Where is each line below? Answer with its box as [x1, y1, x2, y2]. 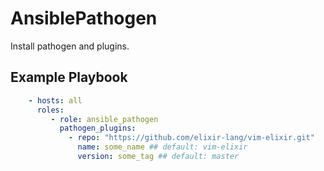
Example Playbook [10, 69, 128, 86]
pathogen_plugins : [59, 123, 137, 134]
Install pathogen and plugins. [10, 40, 130, 52]
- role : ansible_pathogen [50, 114, 159, 124]
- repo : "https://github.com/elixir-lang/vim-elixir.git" [68, 133, 315, 143]
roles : [36, 105, 65, 115]
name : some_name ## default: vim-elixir [77, 142, 248, 152]
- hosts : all [28, 95, 83, 106]
